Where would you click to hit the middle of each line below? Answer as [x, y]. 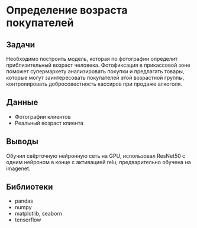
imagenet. [18, 168]
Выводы [22, 141]
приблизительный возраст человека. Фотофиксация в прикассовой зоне [98, 65]
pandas [24, 201]
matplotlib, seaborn [38, 214]
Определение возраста [67, 10]
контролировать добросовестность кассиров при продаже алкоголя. [94, 84]
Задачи [21, 45]
